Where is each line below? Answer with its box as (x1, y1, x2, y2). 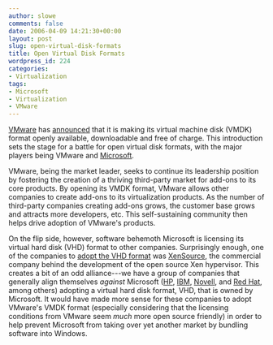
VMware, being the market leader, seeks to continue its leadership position (8, 166, 259, 176)
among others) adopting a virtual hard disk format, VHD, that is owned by (8, 286, 253, 295)
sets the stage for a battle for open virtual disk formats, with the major (8, 142, 243, 152)
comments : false (8, 19, 63, 28)
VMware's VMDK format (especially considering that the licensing (8, 303, 229, 313)
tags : (8, 80, 27, 88)
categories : (8, 65, 49, 73)
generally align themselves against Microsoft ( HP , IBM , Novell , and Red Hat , (8, 277, 262, 287)
